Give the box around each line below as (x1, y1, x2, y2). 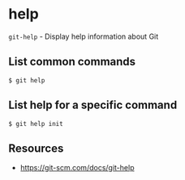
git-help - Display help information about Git (8, 31, 159, 41)
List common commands (8, 55, 136, 69)
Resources (8, 141, 64, 155)
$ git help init (8, 119, 63, 128)
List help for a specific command (8, 98, 178, 112)
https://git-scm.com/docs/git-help (19, 163, 135, 173)
